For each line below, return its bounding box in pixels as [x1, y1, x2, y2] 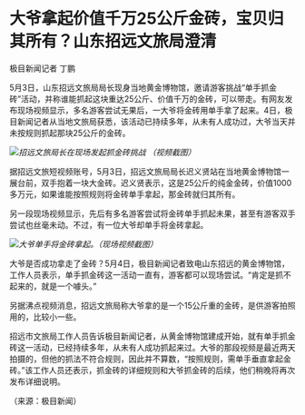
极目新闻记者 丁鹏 [9, 63, 75, 74]
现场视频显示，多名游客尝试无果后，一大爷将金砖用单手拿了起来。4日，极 [16, 104, 293, 115]
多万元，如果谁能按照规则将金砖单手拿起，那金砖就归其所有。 [9, 188, 241, 200]
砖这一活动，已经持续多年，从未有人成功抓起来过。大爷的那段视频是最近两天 [9, 341, 296, 352]
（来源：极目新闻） [9, 395, 82, 406]
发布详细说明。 [9, 376, 65, 387]
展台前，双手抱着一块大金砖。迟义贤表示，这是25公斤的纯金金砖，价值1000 [9, 177, 292, 188]
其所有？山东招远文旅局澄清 [9, 31, 217, 52]
